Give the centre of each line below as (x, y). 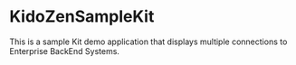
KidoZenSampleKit (82, 17)
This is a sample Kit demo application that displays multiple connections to (148, 42)
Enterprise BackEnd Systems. (65, 51)
